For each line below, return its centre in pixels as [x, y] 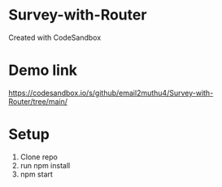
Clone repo [39, 157]
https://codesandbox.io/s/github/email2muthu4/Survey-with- [111, 93]
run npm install [45, 165]
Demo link [43, 70]
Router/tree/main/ [38, 101]
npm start [36, 174]
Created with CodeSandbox [55, 37]
